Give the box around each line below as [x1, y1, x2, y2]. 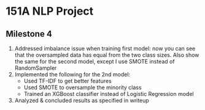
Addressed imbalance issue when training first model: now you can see [14, 45, 196, 52]
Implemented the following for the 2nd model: [14, 71, 130, 78]
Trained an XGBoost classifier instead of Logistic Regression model [23, 90, 194, 97]
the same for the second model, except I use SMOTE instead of [14, 58, 176, 65]
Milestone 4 [6, 29, 53, 39]
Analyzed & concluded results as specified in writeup [14, 97, 150, 104]
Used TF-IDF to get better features [23, 78, 112, 84]
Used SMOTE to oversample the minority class [23, 84, 142, 91]
